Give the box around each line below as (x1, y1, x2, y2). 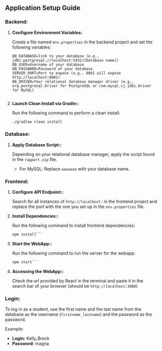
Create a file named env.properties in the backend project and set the (12, 39, 153, 45)
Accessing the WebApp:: (12, 268, 64, 274)
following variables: (12, 44, 51, 50)
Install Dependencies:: (12, 213, 59, 219)
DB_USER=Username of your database (12, 62, 84, 67)
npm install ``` (12, 232, 43, 237)
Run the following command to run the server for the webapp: (12, 250, 136, 256)
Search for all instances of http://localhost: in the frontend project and (12, 199, 158, 204)
